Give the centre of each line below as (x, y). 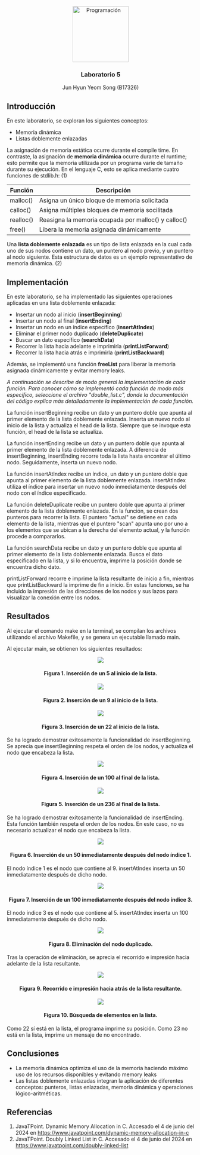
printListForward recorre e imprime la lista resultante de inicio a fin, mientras (100, 578)
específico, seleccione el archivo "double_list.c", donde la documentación (98, 394)
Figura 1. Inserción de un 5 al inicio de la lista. (101, 673)
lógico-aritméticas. (38, 1093)
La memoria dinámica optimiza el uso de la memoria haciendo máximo (101, 1068)
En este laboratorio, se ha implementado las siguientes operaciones (90, 296)
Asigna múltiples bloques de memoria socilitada (106, 210)
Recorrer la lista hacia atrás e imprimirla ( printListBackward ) (90, 353)
